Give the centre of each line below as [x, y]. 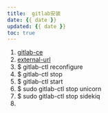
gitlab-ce [30, 52]
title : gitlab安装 [34, 13]
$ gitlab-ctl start [40, 82]
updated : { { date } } [37, 26]
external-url [34, 60]
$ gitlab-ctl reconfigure [50, 67]
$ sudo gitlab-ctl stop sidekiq [58, 96]
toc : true [21, 33]
